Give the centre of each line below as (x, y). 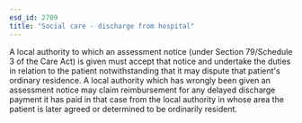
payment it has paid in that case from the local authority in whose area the (147, 99)
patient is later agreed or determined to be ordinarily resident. (124, 109)
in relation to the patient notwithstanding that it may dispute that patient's (145, 70)
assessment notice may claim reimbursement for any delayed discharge (142, 90)
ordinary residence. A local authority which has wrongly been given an (140, 80)
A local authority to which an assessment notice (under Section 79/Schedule (151, 51)
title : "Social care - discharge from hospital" (102, 26)
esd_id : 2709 (34, 18)
